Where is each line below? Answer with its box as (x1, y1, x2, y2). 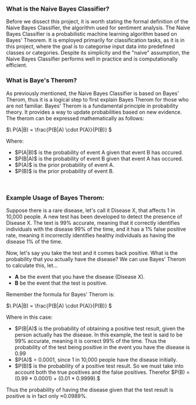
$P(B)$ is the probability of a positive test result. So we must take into (14, 362, 184, 369)
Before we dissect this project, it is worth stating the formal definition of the (6, 18, 189, 25)
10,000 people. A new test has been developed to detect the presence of (6, 213, 183, 220)
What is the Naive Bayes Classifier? (6, 5, 110, 13)
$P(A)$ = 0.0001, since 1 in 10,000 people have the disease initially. (14, 356, 178, 363)
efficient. (6, 62, 28, 69)
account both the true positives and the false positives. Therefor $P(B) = (14, 369, 190, 376)
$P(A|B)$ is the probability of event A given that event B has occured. (14, 148, 184, 156)
